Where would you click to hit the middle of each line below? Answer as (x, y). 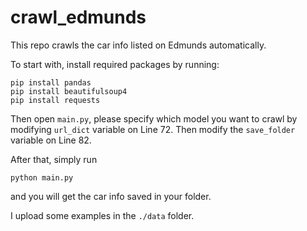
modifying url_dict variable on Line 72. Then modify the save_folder (153, 129)
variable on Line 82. (51, 140)
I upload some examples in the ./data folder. (102, 215)
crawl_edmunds (78, 17)
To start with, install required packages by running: (115, 64)
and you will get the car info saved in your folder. (111, 196)
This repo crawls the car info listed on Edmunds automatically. (138, 45)
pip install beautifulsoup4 (69, 91)
